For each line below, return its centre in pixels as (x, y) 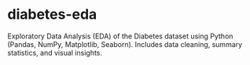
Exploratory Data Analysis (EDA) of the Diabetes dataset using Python (120, 36)
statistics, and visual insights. (55, 52)
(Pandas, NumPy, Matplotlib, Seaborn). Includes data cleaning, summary (125, 44)
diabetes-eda (52, 14)
